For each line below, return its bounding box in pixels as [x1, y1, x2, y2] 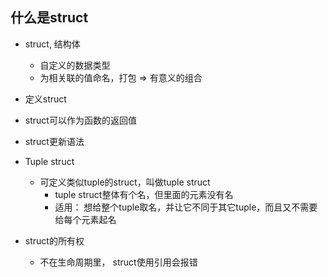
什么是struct [10, 9, 89, 27]
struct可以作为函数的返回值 [24, 114, 137, 126]
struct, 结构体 [24, 38, 81, 50]
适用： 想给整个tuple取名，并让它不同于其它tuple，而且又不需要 [54, 201, 318, 213]
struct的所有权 [24, 234, 85, 247]
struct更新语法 [24, 135, 85, 147]
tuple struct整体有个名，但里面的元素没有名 [54, 188, 234, 200]
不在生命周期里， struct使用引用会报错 [39, 256, 198, 268]
